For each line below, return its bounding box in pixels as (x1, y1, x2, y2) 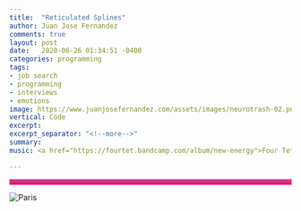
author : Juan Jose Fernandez (9, 21, 118, 30)
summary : (9, 138, 42, 147)
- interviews (9, 88, 58, 97)
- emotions (9, 96, 50, 105)
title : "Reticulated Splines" (9, 13, 126, 22)
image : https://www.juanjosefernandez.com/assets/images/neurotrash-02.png (9, 105, 298, 114)
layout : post (9, 38, 58, 47)
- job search (9, 72, 58, 80)
